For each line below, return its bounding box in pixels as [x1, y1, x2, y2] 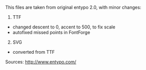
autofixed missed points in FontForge [12, 29, 90, 35]
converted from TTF [12, 49, 55, 55]
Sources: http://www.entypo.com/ [5, 59, 77, 65]
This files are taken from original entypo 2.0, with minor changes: [5, 5, 141, 10]
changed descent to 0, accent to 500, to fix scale [12, 24, 116, 30]
